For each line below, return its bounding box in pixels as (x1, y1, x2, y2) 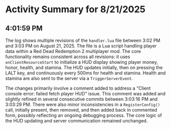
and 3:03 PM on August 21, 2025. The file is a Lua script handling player (5, 43, 157, 49)
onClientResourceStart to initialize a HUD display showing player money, (5, 59, 158, 65)
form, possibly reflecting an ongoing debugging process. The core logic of (5, 112, 162, 118)
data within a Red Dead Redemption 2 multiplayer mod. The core (5, 48, 141, 54)
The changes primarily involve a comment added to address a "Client (5, 85, 151, 91)
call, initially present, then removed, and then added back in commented (5, 107, 157, 113)
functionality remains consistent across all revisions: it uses (5, 54, 130, 60)
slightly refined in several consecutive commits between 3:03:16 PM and (5, 96, 158, 102)
